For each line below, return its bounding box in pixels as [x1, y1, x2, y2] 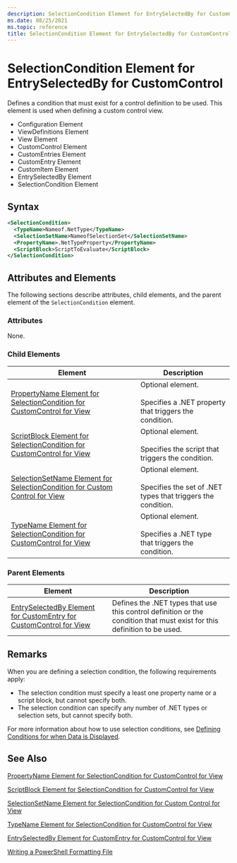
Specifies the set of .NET [140, 482, 223, 492]
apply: [7, 674, 26, 683]
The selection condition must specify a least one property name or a [17, 688, 217, 697]
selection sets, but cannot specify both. [17, 711, 133, 720]
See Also [7, 753, 47, 765]
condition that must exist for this [111, 616, 219, 626]
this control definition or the [111, 606, 204, 616]
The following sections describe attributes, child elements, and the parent [7, 290, 221, 299]
